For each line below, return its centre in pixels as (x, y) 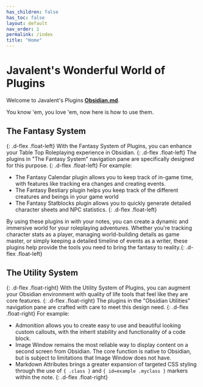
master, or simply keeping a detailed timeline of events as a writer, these (97, 241)
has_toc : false (26, 18)
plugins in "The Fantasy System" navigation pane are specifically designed (100, 158)
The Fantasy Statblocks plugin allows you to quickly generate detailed (103, 203)
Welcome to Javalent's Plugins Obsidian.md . (63, 100)
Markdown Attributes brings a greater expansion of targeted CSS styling (106, 364)
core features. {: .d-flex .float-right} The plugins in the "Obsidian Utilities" (98, 300)
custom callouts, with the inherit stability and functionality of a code (100, 332)
